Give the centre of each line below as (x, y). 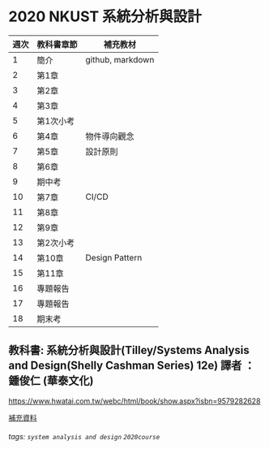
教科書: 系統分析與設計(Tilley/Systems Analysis (129, 350)
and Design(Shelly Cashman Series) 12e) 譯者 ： (132, 366)
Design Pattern (114, 257)
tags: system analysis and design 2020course (84, 437)
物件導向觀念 (110, 136)
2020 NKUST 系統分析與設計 (105, 17)
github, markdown (120, 59)
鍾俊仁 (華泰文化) (51, 381)
